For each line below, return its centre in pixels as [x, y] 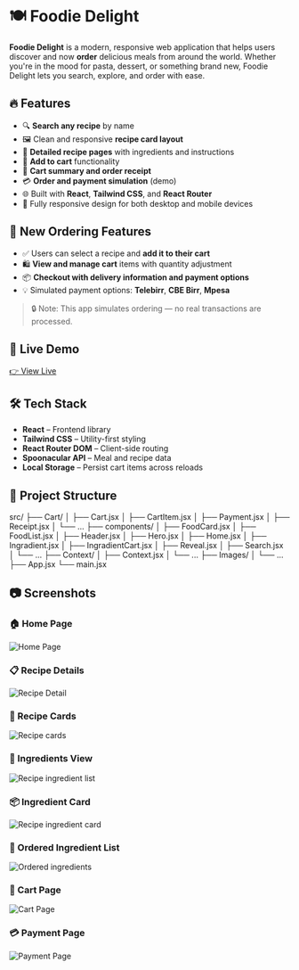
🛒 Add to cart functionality [71, 161]
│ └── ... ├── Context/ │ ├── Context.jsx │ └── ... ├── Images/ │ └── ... [146, 555]
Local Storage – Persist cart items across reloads [112, 467]
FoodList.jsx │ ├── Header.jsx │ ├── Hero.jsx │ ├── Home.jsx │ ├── [138, 536]
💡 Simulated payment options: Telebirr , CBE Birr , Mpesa [126, 290]
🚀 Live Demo [44, 349]
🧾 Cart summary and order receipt [86, 170]
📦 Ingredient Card [50, 801]
